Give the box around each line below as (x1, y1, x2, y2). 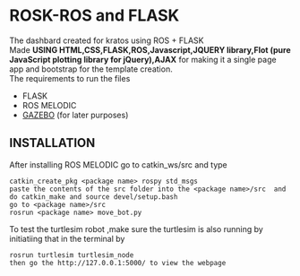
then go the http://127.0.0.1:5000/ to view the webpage (9, 258, 227, 267)
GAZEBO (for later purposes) (21, 109, 129, 120)
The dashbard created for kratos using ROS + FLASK (9, 35, 204, 46)
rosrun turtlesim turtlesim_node (9, 250, 134, 260)
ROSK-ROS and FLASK (9, 5, 180, 26)
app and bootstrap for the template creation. (9, 64, 173, 74)
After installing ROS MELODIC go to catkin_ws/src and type (9, 159, 228, 170)
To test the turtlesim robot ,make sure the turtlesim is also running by (9, 223, 264, 234)
